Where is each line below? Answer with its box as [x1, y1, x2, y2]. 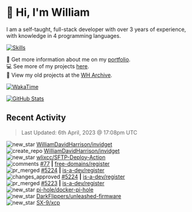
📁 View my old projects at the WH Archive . [6, 71, 112, 79]
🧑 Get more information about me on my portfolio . [6, 55, 131, 63]
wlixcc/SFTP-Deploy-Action [36, 154, 106, 161]
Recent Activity [6, 113, 66, 123]
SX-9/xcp [36, 199, 61, 206]
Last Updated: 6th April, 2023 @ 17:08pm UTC [21, 129, 138, 136]
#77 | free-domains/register [40, 160, 110, 167]
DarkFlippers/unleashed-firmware [36, 192, 122, 200]
